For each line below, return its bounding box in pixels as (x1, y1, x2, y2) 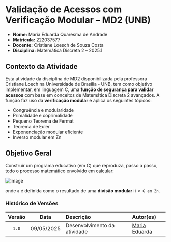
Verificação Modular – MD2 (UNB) (5, 14, 151, 26)
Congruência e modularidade (12, 107, 74, 113)
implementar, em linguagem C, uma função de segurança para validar (5, 86, 154, 93)
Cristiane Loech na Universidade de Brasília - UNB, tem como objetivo (5, 81, 153, 87)
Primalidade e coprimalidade (12, 112, 73, 118)
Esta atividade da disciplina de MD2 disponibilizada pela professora (5, 75, 147, 82)
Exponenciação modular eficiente (12, 129, 83, 135)
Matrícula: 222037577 (12, 37, 61, 43)
